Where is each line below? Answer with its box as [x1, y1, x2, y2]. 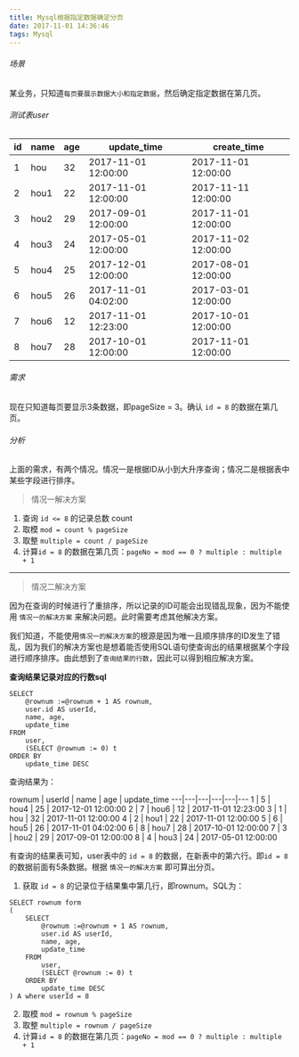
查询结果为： [9, 776, 56, 787]
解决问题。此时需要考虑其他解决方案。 [82, 611, 223, 622]
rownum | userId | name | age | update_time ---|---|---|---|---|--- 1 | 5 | [9, 794, 271, 805]
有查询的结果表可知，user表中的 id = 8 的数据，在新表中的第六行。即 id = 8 [9, 850, 288, 861]
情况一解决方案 [30, 494, 86, 504]
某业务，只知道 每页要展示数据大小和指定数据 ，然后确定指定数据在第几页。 [9, 87, 266, 98]
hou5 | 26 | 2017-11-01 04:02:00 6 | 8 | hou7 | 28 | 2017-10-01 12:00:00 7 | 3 [9, 823, 287, 833]
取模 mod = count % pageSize [21, 524, 129, 535]
